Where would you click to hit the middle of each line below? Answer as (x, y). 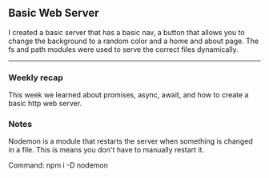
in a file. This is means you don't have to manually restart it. (106, 150)
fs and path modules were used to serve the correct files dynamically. (123, 49)
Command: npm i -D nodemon (58, 165)
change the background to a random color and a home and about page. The (134, 41)
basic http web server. (45, 104)
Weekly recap (36, 77)
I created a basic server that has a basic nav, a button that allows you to (127, 32)
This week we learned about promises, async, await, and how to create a (128, 95)
